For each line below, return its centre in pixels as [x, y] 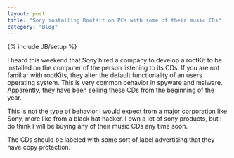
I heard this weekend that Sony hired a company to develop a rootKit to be [115, 60]
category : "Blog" [33, 27]
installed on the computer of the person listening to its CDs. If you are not [113, 68]
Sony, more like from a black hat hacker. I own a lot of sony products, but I [115, 119]
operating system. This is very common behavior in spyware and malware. [115, 83]
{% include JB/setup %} [42, 47]
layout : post [26, 14]
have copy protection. [39, 147]
